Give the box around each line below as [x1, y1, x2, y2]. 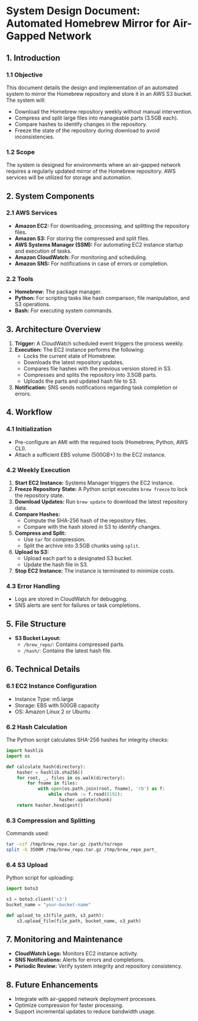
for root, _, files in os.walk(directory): [17, 775, 126, 781]
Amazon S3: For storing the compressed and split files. [14, 235, 150, 242]
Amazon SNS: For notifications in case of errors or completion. [14, 260, 168, 267]
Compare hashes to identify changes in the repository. [14, 120, 148, 128]
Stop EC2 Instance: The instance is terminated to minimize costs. [14, 567, 175, 574]
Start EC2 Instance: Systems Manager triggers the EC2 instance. [14, 479, 174, 486]
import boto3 [6, 886, 38, 891]
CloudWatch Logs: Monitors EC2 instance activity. [14, 950, 139, 957]
